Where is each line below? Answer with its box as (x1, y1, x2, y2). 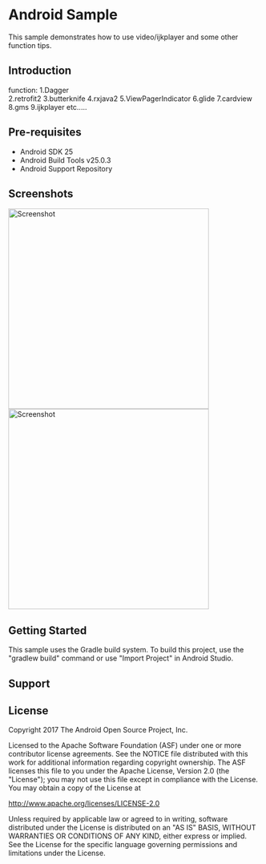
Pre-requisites (8, 126, 82, 139)
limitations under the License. (8, 848, 106, 858)
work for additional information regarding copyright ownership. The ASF (8, 757, 246, 767)
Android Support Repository (19, 164, 113, 173)
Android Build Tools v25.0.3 (19, 155, 111, 165)
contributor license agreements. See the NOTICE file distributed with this (8, 749, 248, 759)
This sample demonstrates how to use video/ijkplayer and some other (8, 32, 239, 42)
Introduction (8, 64, 72, 78)
